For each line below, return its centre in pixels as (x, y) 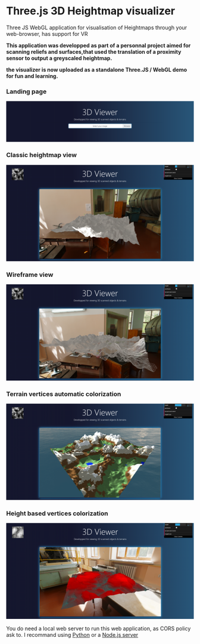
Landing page (26, 91)
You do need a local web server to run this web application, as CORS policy (99, 628)
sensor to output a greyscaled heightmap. (59, 58)
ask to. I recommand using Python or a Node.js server (72, 635)
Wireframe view (30, 275)
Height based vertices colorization (57, 513)
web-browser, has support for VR (47, 33)
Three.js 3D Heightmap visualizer (91, 11)
